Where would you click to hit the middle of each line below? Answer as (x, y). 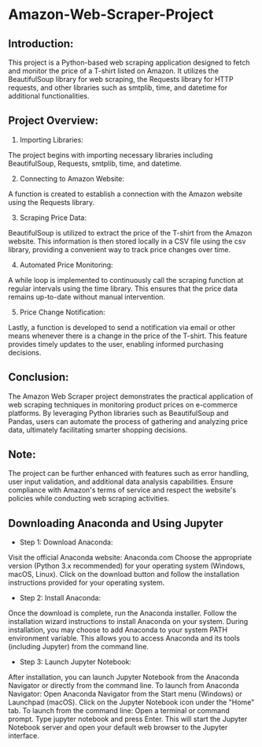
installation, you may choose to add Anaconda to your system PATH (118, 630)
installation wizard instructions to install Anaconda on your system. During (128, 622)
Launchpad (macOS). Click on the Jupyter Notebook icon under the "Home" (131, 702)
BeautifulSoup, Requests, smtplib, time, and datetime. (95, 163)
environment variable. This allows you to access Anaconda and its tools (124, 638)
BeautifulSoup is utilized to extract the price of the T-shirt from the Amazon (130, 232)
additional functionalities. (49, 96)
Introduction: (41, 44)
